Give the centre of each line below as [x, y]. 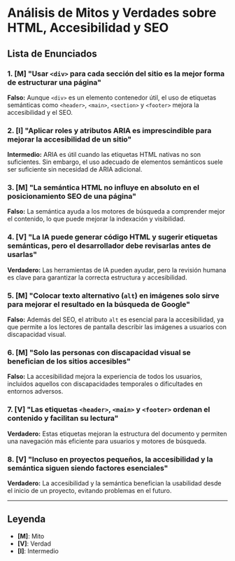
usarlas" [22, 255]
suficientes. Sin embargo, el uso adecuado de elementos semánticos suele [115, 162]
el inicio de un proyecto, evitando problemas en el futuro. [90, 490]
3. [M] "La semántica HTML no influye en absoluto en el [103, 188]
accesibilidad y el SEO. [40, 112]
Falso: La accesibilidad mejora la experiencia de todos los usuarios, [105, 377]
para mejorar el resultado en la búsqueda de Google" [99, 304]
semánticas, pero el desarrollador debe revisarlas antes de [109, 246]
